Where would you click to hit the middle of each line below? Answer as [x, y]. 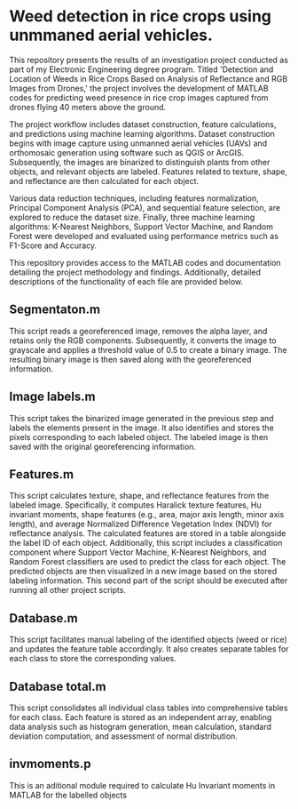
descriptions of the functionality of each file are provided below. [126, 281]
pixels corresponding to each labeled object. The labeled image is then [139, 437]
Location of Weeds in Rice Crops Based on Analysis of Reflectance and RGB [149, 78]
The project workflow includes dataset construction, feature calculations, [143, 124]
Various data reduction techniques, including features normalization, [134, 198]
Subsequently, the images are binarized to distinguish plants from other [140, 162]
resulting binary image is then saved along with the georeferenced [130, 359]
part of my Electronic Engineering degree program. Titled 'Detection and [141, 69]
